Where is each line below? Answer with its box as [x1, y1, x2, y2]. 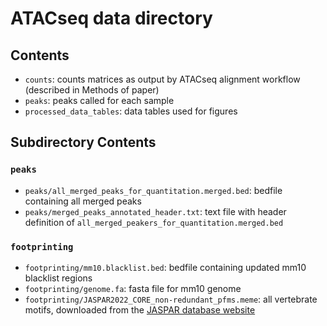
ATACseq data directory [10, 7, 213, 30]
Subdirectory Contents [10, 134, 157, 151]
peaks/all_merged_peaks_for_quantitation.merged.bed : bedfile [24, 184, 283, 196]
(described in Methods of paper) [24, 84, 160, 96]
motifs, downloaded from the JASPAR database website [24, 303, 256, 316]
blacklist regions [24, 272, 93, 284]
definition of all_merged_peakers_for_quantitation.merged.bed [24, 216, 284, 228]
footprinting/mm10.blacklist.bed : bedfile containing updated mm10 [24, 261, 307, 273]
